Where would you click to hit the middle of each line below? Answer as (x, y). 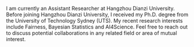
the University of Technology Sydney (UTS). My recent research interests (94, 21)
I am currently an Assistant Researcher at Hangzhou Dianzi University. (91, 8)
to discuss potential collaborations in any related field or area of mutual (91, 33)
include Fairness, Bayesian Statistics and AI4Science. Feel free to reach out (97, 27)
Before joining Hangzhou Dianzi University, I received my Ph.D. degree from (97, 15)
